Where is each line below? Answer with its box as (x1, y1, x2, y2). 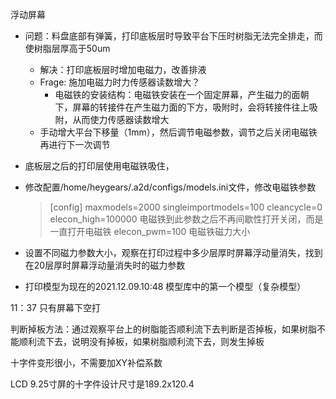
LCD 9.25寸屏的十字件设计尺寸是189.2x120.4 (10, 378, 195, 390)
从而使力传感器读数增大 (72, 114, 170, 125)
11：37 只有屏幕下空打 (10, 302, 101, 313)
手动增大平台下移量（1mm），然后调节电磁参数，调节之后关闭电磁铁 (39, 126, 318, 138)
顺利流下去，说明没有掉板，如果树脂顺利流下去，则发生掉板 (18, 336, 265, 347)
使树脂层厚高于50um (24, 43, 111, 54)
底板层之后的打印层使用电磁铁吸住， (24, 160, 175, 172)
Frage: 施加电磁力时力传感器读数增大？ (39, 76, 201, 88)
